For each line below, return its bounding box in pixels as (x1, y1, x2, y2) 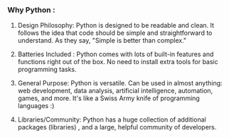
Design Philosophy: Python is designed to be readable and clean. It (17, 21, 215, 30)
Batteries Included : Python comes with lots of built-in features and (17, 50, 214, 58)
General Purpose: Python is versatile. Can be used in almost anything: (17, 79, 223, 87)
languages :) (17, 102, 55, 110)
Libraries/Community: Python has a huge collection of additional (17, 115, 206, 124)
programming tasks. (17, 65, 77, 74)
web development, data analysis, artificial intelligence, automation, (17, 87, 213, 95)
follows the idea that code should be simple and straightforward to (17, 28, 213, 37)
